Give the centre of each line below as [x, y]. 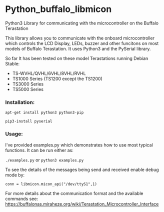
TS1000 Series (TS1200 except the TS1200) [57, 78]
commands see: [22, 198]
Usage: [14, 134]
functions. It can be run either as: [39, 150]
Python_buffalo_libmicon [58, 9]
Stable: [12, 63]
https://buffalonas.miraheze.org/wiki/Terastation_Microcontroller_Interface [82, 204]
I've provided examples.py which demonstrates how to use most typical [79, 145]
